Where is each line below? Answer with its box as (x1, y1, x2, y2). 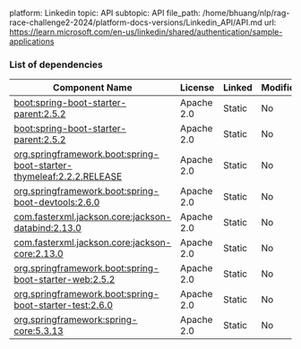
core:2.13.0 (13, 248, 64, 260)
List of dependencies (9, 58, 103, 71)
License (180, 81, 215, 94)
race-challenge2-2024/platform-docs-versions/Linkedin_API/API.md (9, 17, 262, 28)
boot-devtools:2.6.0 (13, 196, 100, 209)
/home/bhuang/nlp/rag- (202, 8, 290, 18)
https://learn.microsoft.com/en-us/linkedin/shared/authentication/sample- (9, 27, 283, 37)
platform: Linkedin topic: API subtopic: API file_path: (9, 8, 202, 18)
